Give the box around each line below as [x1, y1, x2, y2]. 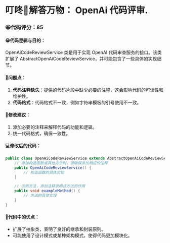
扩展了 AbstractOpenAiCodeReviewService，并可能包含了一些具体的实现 [5, 56, 157, 62]
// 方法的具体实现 [23, 193, 57, 198]
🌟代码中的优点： [5, 214, 39, 220]
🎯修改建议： [5, 112, 31, 118]
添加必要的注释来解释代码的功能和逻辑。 [12, 124, 97, 130]
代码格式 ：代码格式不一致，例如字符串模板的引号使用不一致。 [12, 99, 142, 105]
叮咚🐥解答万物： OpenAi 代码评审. [5, 5, 148, 16]
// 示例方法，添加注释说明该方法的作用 [14, 184, 86, 189]
